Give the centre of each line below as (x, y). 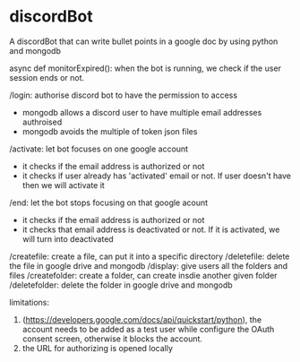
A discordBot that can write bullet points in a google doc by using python (144, 41)
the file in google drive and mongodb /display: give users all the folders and (149, 265)
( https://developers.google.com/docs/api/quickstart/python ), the (142, 319)
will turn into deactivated (68, 238)
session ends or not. (47, 77)
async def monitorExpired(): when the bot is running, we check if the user (146, 68)
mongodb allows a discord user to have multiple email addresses (142, 112)
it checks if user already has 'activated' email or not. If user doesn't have (157, 176)
